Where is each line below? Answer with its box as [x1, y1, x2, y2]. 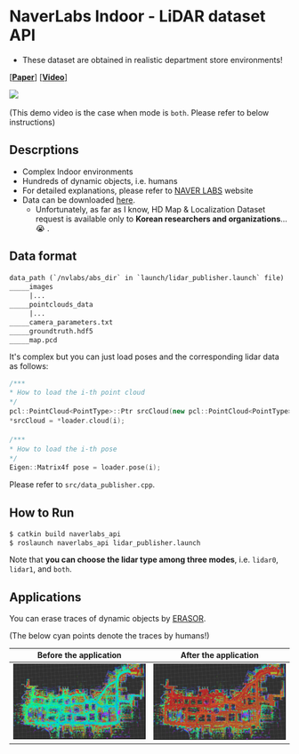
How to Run [9, 505, 75, 520]
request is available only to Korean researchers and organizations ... [35, 213, 287, 224]
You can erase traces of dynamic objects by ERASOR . [9, 613, 206, 623]
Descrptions [9, 142, 79, 157]
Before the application [36, 650, 122, 661]
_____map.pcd [9, 335, 58, 344]
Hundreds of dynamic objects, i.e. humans [21, 175, 178, 186]
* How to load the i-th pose [9, 445, 117, 453]
